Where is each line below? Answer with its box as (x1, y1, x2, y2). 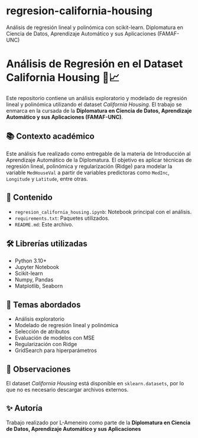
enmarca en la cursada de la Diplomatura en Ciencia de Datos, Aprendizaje (6, 107, 192, 114)
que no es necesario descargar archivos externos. (6, 386, 129, 393)
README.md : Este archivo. (14, 220, 74, 228)
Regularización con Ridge (14, 341, 77, 348)
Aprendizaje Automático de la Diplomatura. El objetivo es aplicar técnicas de (6, 156, 192, 164)
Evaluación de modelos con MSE (14, 334, 95, 341)
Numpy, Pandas (14, 276, 54, 283)
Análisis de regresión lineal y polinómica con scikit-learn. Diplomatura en (6, 24, 183, 31)
